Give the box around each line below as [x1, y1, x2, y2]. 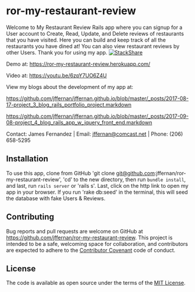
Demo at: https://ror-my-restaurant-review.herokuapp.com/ [6, 60, 151, 68]
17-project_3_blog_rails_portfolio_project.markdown [6, 101, 132, 108]
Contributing [6, 212, 54, 222]
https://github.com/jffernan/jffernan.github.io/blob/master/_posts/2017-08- [6, 95, 189, 102]
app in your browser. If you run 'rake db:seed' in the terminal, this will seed [6, 188, 188, 195]
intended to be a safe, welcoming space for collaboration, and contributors [6, 240, 188, 247]
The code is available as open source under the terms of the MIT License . [6, 280, 186, 287]
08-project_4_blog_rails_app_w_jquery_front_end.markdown [6, 118, 152, 126]
